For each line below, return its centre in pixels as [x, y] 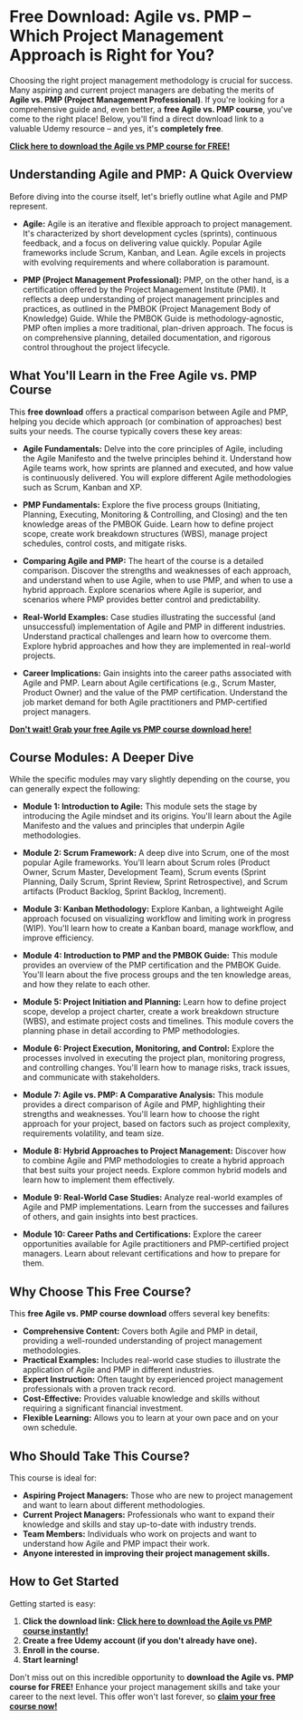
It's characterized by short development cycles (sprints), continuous [150, 233]
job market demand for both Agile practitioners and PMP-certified [145, 702]
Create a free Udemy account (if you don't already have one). [140, 1640]
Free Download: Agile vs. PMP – [130, 17]
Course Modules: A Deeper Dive [102, 758]
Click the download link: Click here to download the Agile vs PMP [147, 1621]
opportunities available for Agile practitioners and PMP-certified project [156, 1244]
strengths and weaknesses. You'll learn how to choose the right [141, 1114]
